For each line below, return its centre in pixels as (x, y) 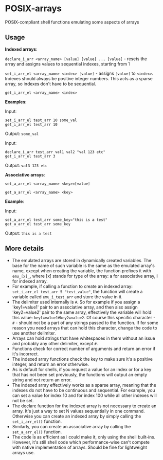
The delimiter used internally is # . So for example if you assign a (76, 302)
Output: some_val (22, 133)
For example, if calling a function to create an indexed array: (72, 286)
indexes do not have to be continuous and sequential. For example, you (84, 390)
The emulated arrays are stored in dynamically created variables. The (82, 260)
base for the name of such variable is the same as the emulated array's (83, 265)
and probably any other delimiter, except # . (55, 343)
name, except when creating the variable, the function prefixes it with (82, 271)
